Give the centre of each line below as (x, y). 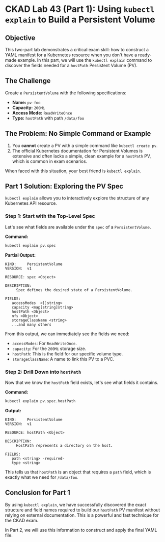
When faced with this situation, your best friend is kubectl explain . (73, 171)
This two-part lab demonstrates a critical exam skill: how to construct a (77, 50)
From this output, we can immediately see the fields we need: (67, 334)
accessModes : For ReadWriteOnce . (44, 343)
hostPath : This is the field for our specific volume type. (68, 353)
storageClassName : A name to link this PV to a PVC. (63, 359)
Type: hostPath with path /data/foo (48, 118)
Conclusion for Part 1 (38, 493)
